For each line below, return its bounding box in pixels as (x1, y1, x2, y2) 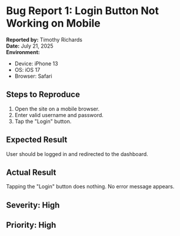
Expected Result (6, 135, 68, 145)
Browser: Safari (14, 72, 52, 79)
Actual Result (6, 167, 56, 177)
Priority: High (6, 220, 56, 230)
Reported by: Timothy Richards (6, 36, 82, 43)
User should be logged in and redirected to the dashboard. (6, 150, 148, 157)
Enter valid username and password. (14, 111, 104, 118)
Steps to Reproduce (6, 89, 81, 99)
